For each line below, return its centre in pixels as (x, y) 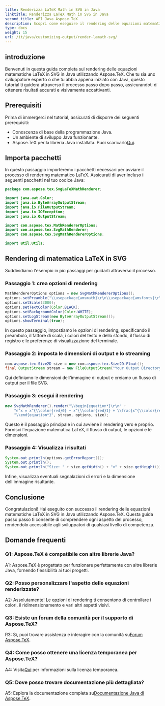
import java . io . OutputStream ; (36, 216)
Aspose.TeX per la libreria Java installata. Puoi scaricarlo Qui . (74, 142)
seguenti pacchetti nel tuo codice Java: (45, 180)
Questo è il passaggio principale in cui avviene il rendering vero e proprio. (80, 424)
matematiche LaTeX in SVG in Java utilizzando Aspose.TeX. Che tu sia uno (80, 74)
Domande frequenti (36, 540)
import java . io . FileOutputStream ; (41, 207)
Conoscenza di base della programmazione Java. (62, 132)
